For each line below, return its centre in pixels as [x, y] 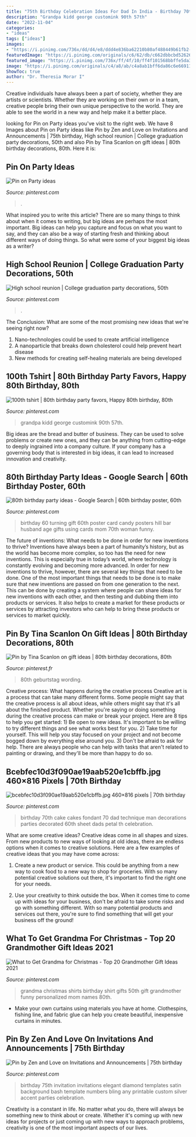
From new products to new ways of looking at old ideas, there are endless [95, 841]
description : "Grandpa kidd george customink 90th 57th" [77, 17]
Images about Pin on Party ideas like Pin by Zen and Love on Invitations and [97, 130]
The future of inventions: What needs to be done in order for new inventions [97, 541]
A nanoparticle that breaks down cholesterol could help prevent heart [98, 346]
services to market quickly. [38, 615]
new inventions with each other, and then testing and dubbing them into [92, 597]
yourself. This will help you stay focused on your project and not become [94, 735]
